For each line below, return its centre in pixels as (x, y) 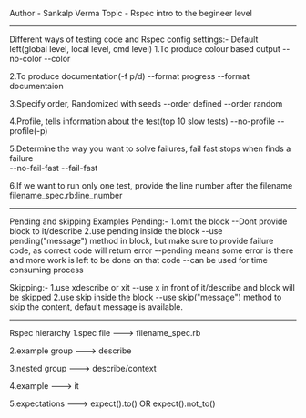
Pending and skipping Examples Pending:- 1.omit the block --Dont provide (148, 221)
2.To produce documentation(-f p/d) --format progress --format (130, 76)
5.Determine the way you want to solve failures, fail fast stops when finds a (150, 148)
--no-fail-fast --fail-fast (54, 168)
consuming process (46, 270)
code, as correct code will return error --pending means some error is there (152, 250)
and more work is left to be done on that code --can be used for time (139, 260)
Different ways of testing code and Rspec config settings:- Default (134, 39)
